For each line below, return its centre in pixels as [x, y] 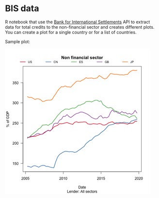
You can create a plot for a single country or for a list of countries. [71, 32]
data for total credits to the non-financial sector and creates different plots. [80, 27]
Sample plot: [18, 41]
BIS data [22, 8]
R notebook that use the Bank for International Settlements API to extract [78, 22]
